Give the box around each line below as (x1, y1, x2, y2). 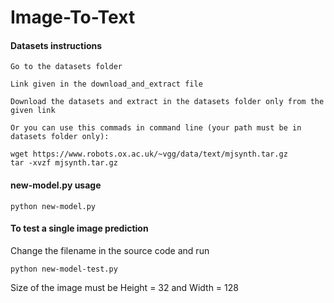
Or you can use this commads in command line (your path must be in (10, 123, 302, 133)
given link (10, 106, 56, 116)
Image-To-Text (10, 6, 136, 29)
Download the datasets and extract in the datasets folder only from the (10, 97, 325, 107)
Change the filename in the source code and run (10, 244, 210, 256)
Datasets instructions (10, 39, 103, 51)
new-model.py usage (10, 179, 102, 191)
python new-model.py (10, 201, 97, 211)
